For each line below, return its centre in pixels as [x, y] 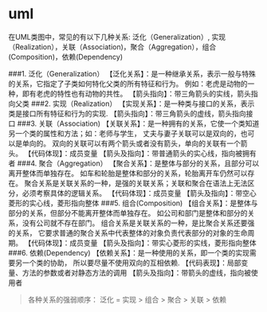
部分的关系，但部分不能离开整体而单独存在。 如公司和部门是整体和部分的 [128, 213]
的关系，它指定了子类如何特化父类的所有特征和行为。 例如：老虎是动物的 [128, 84]
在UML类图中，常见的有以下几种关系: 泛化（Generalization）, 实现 [117, 37]
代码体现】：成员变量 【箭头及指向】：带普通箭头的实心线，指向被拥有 [143, 153]
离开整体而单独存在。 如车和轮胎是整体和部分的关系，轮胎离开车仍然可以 [128, 173]
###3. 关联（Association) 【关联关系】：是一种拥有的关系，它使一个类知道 [138, 123]
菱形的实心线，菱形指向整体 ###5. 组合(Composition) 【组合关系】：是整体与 [133, 203]
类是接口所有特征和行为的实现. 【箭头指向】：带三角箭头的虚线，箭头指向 [127, 113]
